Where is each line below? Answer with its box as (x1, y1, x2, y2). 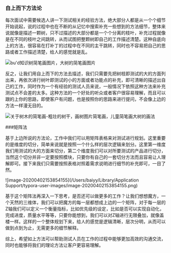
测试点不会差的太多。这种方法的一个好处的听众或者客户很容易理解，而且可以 (5, 90, 166, 96)
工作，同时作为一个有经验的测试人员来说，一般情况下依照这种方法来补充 (14, 83, 166, 90)
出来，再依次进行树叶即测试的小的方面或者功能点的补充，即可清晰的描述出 (5, 77, 161, 83)
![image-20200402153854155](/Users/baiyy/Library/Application (5, 177, 139, 183)
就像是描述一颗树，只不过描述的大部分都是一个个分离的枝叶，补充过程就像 (9, 30, 166, 36)
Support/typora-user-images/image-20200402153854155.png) (5, 183, 138, 189)
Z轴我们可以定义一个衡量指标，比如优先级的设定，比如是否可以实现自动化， (5, 206, 164, 212)
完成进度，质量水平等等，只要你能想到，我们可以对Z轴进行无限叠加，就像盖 (5, 212, 164, 218)
